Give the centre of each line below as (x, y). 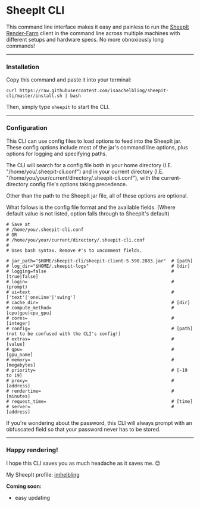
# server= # (90, 406)
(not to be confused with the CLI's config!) (63, 334)
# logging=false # (90, 271)
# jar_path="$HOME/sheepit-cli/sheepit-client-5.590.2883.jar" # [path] (100, 261)
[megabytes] (21, 365)
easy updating (32, 497)
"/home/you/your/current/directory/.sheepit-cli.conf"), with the (83, 178)
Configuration (27, 128)
